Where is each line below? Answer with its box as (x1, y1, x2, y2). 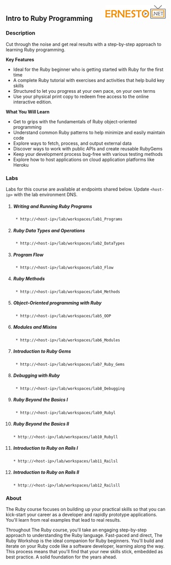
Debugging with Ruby (13, 372, 60, 379)
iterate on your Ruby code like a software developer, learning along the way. (6, 543, 165, 549)
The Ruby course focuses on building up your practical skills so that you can (6, 506, 165, 512)
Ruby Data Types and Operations (13, 227, 85, 233)
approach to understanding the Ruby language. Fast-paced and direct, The (6, 532, 163, 538)
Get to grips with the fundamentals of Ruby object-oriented (13, 118, 137, 124)
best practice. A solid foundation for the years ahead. (6, 554, 117, 560)
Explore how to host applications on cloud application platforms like (13, 156, 155, 163)
